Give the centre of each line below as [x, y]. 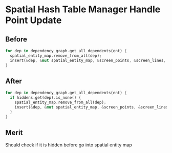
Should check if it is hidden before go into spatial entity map [69, 145]
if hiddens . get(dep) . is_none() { [46, 98]
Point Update [34, 20]
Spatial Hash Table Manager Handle [83, 9]
